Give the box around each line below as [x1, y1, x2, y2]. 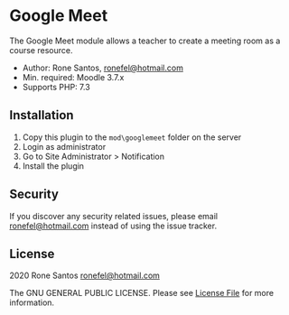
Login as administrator [22, 141, 107, 152]
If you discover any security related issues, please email [9, 210, 219, 221]
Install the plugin [22, 160, 84, 171]
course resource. [9, 44, 73, 55]
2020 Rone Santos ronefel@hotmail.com [9, 270, 161, 281]
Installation [9, 107, 74, 123]
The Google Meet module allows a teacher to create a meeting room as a [9, 35, 281, 46]
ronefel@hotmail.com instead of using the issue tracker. [9, 220, 218, 231]
